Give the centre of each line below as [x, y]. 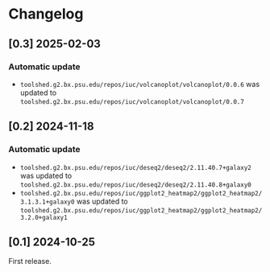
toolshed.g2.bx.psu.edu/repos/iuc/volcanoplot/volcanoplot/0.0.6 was [140, 84]
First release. [30, 262]
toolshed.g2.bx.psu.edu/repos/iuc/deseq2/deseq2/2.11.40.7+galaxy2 [135, 167]
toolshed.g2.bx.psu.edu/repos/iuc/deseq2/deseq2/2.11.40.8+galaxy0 [135, 185]
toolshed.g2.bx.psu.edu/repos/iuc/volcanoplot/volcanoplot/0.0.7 [132, 101]
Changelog [46, 14]
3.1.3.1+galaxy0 [47, 202]
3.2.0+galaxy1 [44, 217]
